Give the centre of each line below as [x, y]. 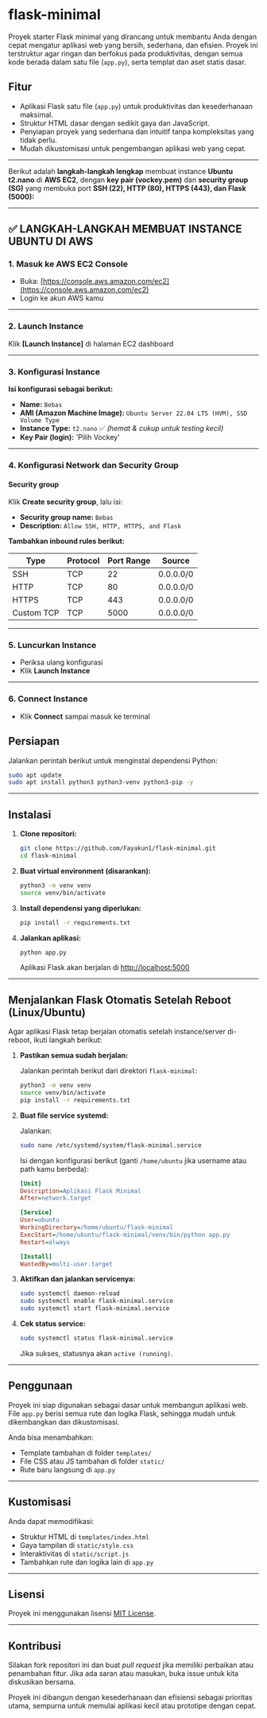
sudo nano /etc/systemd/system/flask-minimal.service [110, 1145]
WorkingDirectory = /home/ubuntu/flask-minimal [96, 1227]
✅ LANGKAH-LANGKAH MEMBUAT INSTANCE [125, 229]
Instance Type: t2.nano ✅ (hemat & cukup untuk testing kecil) [122, 429]
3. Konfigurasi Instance [54, 371]
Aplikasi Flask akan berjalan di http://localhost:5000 [104, 968]
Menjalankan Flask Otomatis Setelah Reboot [120, 1000]
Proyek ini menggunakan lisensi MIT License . [82, 1613]
